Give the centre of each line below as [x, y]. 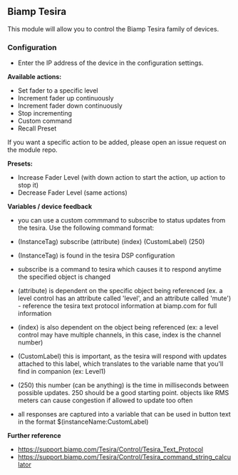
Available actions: [35, 77]
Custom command [45, 121]
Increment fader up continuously [66, 98]
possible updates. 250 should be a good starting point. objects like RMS [123, 393]
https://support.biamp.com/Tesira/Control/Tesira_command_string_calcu [124, 457]
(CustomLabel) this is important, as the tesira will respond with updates [122, 357]
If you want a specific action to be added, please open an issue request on [117, 143]
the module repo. [33, 150]
